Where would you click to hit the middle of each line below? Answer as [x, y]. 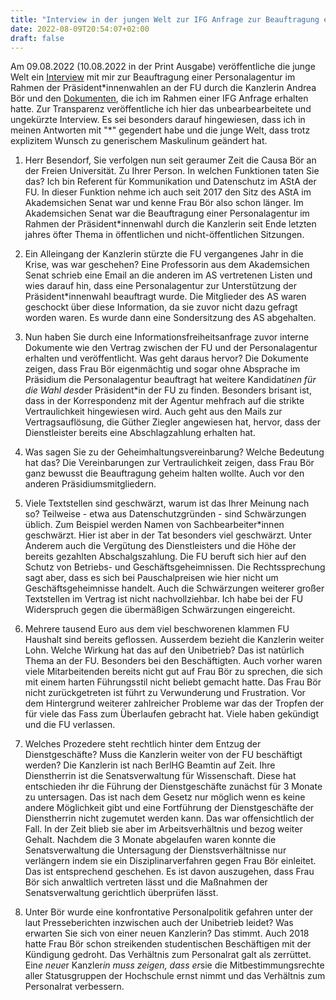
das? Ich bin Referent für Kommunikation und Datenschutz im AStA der [170, 182]
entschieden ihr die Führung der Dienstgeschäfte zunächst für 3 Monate [173, 787]
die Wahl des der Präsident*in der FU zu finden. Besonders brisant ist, [168, 390]
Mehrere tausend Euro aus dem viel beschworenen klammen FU [157, 629]
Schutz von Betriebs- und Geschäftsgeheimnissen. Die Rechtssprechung [175, 567]
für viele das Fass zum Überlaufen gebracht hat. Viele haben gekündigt [171, 714]
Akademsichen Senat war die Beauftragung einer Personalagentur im [167, 213]
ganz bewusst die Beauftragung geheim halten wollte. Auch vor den [164, 473]
